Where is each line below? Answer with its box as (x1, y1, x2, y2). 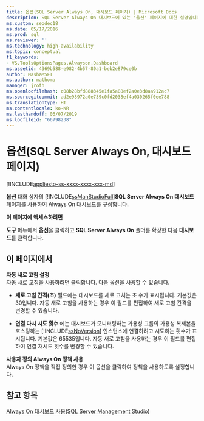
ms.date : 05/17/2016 (6, 26, 59, 32)
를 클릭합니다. (11, 234, 44, 241)
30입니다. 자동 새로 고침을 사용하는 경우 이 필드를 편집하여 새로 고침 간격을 (15, 299, 192, 306)
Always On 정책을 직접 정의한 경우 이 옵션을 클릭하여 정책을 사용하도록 (6, 363, 174, 370)
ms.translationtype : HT (6, 99, 67, 105)
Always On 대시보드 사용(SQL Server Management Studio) (6, 408, 150, 415)
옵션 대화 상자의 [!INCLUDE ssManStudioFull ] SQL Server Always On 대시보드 (6, 193, 194, 200)
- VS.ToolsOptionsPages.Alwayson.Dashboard (6, 60, 118, 66)
